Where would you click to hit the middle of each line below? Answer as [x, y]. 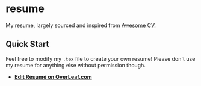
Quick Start [27, 44]
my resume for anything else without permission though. [76, 65]
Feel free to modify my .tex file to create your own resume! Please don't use [100, 58]
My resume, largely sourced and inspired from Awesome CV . [81, 25]
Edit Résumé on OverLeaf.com [53, 76]
